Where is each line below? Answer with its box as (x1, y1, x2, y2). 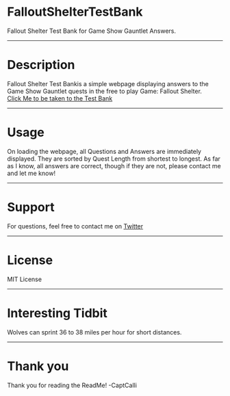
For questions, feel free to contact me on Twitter (7, 222, 144, 230)
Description (7, 57, 75, 72)
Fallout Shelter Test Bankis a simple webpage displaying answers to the (7, 79, 209, 88)
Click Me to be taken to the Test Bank (7, 94, 113, 103)
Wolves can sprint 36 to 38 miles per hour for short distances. (7, 328, 182, 336)
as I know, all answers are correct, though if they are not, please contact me (7, 161, 221, 170)
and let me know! (7, 169, 56, 177)
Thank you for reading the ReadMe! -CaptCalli (7, 381, 137, 389)
